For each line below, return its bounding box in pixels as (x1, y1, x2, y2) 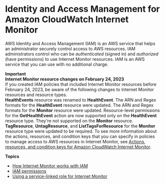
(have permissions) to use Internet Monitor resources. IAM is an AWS (5, 56, 145, 62)
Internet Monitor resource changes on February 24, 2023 (5, 76, 124, 82)
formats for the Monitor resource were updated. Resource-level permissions (5, 107, 160, 113)
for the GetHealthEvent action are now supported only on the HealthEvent (5, 112, 157, 118)
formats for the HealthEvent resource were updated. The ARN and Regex (5, 102, 154, 108)
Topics (5, 153, 20, 159)
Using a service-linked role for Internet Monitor (12, 173, 108, 179)
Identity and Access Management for (5, 3, 160, 15)
